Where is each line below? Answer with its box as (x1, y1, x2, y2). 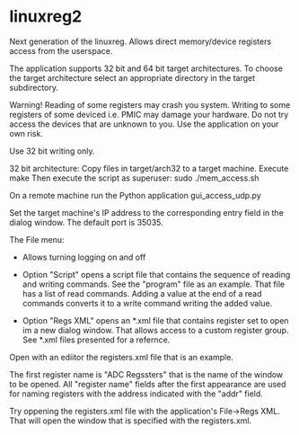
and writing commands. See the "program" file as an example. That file (22, 279, 286, 289)
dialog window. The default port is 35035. (9, 217, 163, 227)
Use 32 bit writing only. (9, 146, 95, 156)
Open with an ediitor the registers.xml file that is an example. (9, 351, 233, 362)
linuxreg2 (9, 6, 83, 27)
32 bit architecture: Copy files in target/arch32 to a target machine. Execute (9, 163, 289, 173)
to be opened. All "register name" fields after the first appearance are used (9, 378, 286, 389)
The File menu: (9, 234, 65, 244)
